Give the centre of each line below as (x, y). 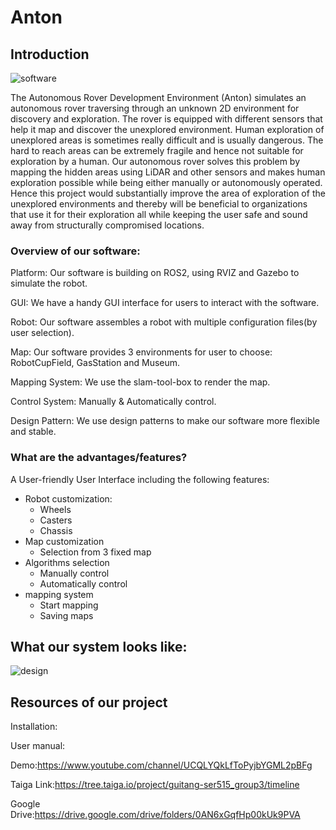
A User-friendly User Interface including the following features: (140, 479)
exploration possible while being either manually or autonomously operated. (166, 182)
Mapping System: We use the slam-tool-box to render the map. (140, 382)
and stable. (33, 432)
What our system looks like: (99, 646)
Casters (56, 520)
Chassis (56, 530)
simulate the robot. (49, 283)
